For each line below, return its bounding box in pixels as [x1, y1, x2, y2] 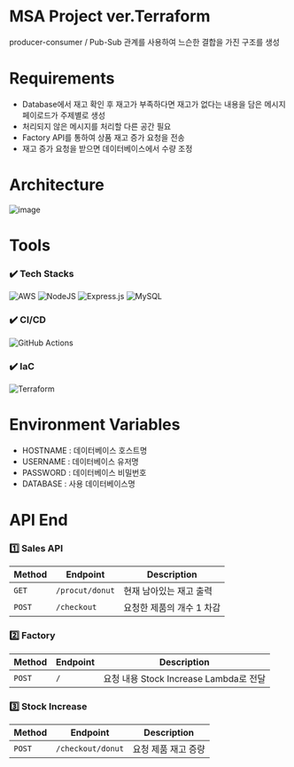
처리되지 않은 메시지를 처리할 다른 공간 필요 [21, 121, 172, 131]
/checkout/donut [56, 743, 124, 754]
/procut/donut [56, 586, 115, 596]
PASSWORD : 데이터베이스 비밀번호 [21, 467, 147, 478]
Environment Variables [9, 415, 181, 435]
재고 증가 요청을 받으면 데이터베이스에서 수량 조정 [21, 143, 193, 154]
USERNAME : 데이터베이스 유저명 [21, 455, 139, 467]
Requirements [9, 68, 115, 89]
